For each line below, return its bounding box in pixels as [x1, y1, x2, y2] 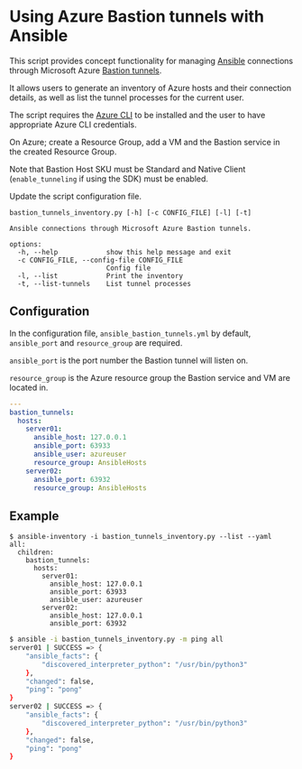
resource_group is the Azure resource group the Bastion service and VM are [9, 372, 291, 383]
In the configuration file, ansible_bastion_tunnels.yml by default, [9, 328, 252, 338]
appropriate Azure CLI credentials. [9, 119, 137, 130]
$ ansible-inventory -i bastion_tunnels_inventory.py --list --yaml [9, 533, 272, 542]
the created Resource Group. [9, 146, 117, 157]
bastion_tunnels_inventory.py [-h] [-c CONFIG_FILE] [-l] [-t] [9, 208, 252, 218]
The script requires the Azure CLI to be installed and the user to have [9, 109, 266, 120]
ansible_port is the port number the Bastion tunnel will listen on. [9, 355, 249, 366]
